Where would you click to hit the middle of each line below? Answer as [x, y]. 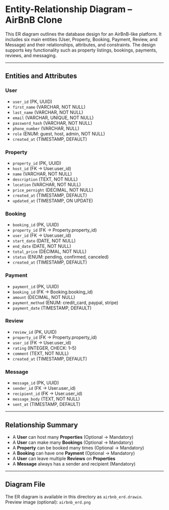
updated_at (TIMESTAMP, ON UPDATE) [53, 200]
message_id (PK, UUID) [36, 383]
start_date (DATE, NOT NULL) [44, 241]
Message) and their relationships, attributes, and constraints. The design [80, 44]
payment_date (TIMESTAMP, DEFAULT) [52, 308]
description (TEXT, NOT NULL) [45, 179]
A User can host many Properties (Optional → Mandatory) [73, 437]
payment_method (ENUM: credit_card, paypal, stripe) [65, 302]
